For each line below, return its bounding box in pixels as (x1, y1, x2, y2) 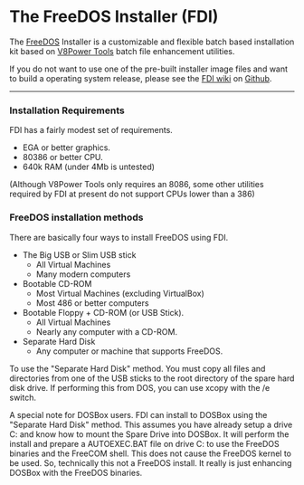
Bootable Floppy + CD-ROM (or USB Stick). (22, 307, 185, 318)
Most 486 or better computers (35, 297, 149, 309)
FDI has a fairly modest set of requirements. (9, 125, 174, 136)
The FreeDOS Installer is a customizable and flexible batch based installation (9, 36, 295, 47)
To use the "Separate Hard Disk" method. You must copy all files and (9, 363, 266, 374)
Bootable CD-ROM (22, 278, 92, 289)
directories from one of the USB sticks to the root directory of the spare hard (9, 373, 295, 384)
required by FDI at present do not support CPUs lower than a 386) (9, 188, 255, 200)
